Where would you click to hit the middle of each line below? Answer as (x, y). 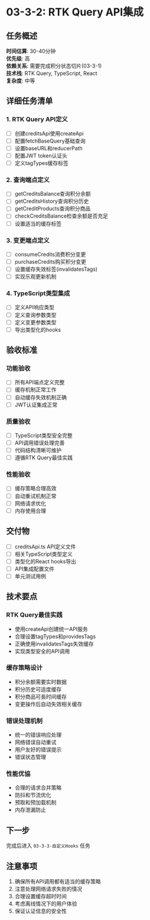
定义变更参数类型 (35, 322)
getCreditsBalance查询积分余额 (53, 194)
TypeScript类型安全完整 (43, 435)
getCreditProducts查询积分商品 (53, 209)
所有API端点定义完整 (40, 383)
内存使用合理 (30, 511)
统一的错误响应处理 (38, 735)
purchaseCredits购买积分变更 (50, 261)
